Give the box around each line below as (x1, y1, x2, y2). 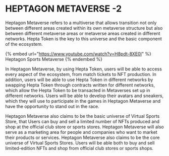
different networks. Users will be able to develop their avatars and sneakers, (5, 93, 164, 99)
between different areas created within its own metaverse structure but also (5, 25, 163, 31)
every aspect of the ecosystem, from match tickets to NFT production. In (5, 71, 156, 77)
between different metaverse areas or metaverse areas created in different (5, 30, 160, 36)
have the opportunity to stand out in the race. (5, 103, 99, 109)
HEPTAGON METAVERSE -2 (5, 3, 122, 15)
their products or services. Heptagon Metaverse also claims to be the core (5, 134, 160, 140)
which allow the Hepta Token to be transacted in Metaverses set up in (5, 87, 150, 93)
